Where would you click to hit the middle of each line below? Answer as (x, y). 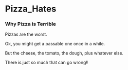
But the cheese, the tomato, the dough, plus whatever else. (64, 53)
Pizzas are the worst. (26, 34)
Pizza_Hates (31, 9)
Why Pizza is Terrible (31, 24)
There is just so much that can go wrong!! (47, 63)
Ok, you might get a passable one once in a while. (55, 44)
